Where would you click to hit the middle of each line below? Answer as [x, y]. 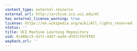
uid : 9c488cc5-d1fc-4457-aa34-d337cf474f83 [50, 37]
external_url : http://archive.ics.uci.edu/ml [52, 14]
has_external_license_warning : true [42, 18]
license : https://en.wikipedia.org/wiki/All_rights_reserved [69, 23]
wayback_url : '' [22, 41]
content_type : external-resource [39, 9]
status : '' [16, 28]
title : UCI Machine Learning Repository [47, 32]
